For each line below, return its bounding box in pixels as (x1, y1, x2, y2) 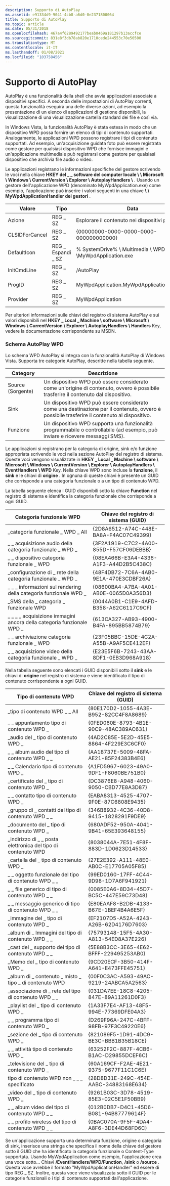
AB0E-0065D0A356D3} (93, 590, 152, 597)
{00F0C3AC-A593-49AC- (88, 973, 154, 980)
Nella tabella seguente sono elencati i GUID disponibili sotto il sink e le (5, 667, 152, 673)
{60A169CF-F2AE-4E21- (88, 1060, 153, 1067)
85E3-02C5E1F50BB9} (88, 1095, 146, 1103)
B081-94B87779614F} (88, 1110, 146, 1117)
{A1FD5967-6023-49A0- (88, 763, 153, 770)
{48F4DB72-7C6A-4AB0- (93, 568, 158, 576)
